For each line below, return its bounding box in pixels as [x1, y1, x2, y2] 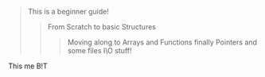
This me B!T [8, 61, 48, 71]
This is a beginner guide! [27, 7, 109, 16]
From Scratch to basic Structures [47, 22, 157, 31]
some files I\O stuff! [67, 46, 133, 55]
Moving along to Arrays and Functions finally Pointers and [67, 37, 257, 47]
